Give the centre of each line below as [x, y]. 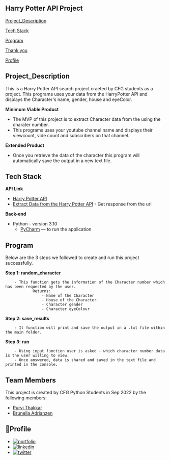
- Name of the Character [68, 296]
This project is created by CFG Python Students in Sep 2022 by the [76, 393]
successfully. [19, 263]
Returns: [42, 291]
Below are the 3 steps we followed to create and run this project [72, 258]
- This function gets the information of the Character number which [90, 283]
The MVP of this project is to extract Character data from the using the [87, 119]
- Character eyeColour [66, 309]
